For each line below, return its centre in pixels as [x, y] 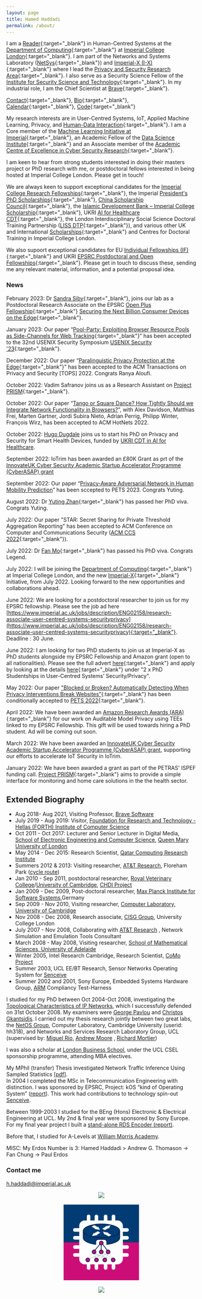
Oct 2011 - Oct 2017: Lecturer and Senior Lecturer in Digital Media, [97, 834]
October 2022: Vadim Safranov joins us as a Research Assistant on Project [99, 385]
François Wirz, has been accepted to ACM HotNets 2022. [77, 422]
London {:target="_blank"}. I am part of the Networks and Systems [88, 56]
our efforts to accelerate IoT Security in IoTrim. [64, 756]
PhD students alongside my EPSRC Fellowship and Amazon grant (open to [98, 656]
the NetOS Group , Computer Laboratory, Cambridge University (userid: [94, 1025]
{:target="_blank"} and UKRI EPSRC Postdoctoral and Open [80, 257]
